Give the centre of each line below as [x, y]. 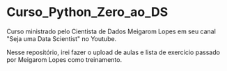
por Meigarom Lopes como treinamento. [64, 59]
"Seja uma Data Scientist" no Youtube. [62, 38]
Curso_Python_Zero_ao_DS [87, 12]
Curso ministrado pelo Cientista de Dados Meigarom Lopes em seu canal [111, 31]
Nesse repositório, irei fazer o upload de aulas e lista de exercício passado [113, 52]
